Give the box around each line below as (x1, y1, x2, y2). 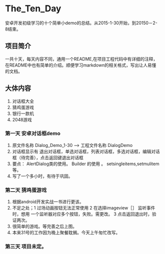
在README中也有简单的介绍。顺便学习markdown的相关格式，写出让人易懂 (5, 62, 156, 68)
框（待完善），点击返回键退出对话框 (12, 154, 83, 160)
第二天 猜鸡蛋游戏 (5, 186, 47, 193)
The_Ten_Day (5, 3, 61, 14)
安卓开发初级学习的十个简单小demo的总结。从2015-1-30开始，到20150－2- (5, 20, 158, 26)
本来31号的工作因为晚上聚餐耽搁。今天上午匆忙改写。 (12, 230, 120, 236)
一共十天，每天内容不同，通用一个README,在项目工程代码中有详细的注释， (5, 56, 158, 62)
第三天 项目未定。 (5, 243, 47, 250)
